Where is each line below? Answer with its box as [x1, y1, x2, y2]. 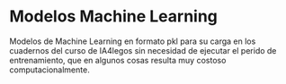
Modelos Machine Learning [9, 6, 219, 27]
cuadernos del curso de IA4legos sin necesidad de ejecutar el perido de [9, 45, 277, 55]
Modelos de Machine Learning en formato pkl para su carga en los [9, 36, 256, 46]
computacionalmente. [9, 64, 90, 75]
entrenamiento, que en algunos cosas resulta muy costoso [9, 55, 227, 65]
